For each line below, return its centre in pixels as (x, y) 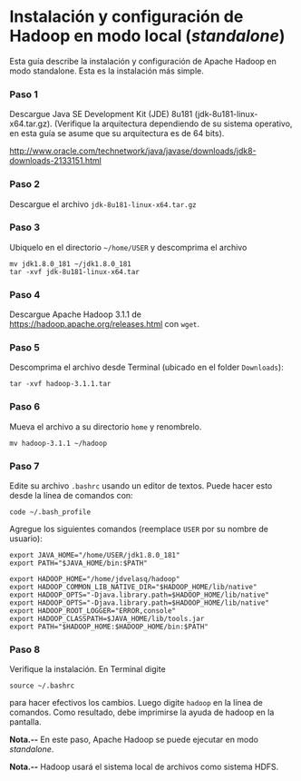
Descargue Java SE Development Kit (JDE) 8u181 (101, 114)
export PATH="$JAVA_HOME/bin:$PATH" (78, 564)
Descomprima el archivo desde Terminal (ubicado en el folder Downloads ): (146, 367)
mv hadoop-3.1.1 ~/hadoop (58, 443)
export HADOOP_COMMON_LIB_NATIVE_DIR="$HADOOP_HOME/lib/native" (133, 588)
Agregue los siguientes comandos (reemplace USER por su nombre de (139, 529)
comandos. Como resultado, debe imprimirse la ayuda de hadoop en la (142, 712)
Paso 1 (24, 94)
